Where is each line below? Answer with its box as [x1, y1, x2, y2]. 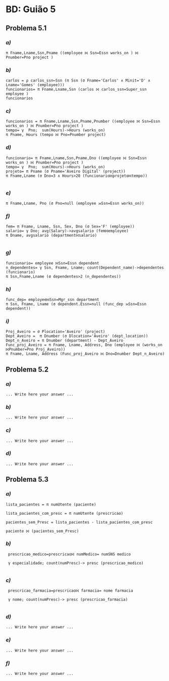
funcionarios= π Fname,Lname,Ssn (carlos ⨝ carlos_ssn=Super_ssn [6, 87, 147, 92]
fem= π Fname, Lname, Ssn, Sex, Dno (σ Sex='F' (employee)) [6, 224, 135, 229]
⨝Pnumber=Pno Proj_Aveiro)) [6, 347, 66, 352]
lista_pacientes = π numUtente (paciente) [6, 502, 96, 507]
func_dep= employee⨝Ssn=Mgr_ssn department [6, 297, 99, 302]
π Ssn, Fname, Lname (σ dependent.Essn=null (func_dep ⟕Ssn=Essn [6, 301, 147, 307]
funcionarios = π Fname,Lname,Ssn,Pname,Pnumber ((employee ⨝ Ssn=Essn [6, 119, 160, 124]
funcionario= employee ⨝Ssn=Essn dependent [6, 260, 99, 266]
